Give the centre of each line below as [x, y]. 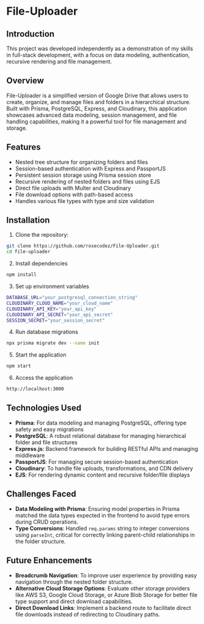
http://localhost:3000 [35, 389]
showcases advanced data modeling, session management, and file [92, 115]
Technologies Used [44, 408]
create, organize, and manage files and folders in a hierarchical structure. [99, 102]
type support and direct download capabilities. [74, 601]
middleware [30, 455]
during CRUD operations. [47, 522]
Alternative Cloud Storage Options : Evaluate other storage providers [103, 588]
